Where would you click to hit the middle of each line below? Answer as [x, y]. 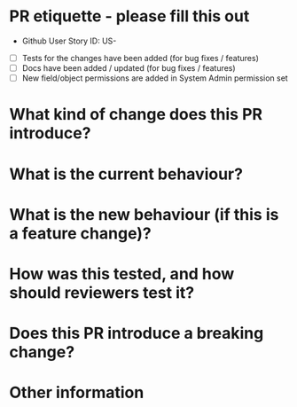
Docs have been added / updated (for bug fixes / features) [129, 68]
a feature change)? [81, 233]
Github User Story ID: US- [69, 41]
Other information [77, 393]
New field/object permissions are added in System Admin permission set [155, 78]
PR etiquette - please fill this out [129, 16]
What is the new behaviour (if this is [144, 214]
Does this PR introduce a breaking [137, 333]
